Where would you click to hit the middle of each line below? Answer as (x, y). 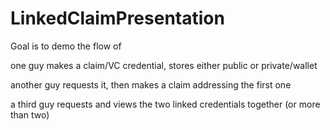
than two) (30, 114)
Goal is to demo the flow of (66, 46)
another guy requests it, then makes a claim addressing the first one (151, 84)
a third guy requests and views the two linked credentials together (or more (165, 104)
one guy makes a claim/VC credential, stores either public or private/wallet (164, 65)
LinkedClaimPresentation (117, 18)
